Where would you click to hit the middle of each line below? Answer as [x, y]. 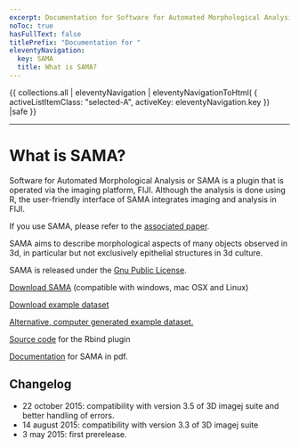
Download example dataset [59, 305]
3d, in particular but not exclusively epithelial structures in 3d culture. [136, 253]
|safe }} [23, 111]
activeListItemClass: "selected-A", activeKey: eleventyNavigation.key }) [139, 102]
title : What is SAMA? [57, 68]
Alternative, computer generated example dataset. [101, 322]
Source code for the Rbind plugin [70, 338]
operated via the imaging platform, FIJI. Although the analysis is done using [148, 190]
